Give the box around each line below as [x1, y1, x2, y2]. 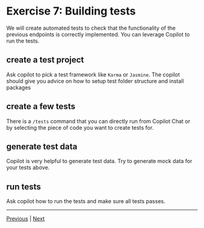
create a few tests [6, 101, 76, 112]
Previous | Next [6, 215, 45, 223]
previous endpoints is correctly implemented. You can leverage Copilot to [6, 30, 190, 38]
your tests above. [6, 164, 50, 171]
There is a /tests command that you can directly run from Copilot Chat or [6, 117, 191, 125]
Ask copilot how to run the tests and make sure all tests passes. [6, 198, 166, 205]
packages [6, 84, 32, 91]
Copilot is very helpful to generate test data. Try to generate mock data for [6, 158, 192, 165]
